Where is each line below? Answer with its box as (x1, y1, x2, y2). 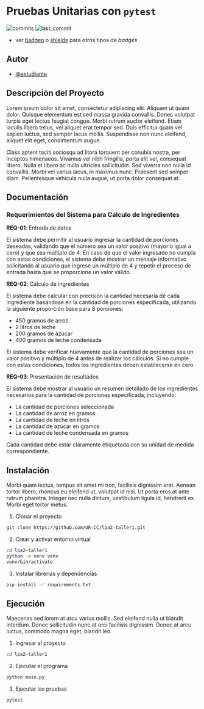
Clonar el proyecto (15, 513, 62, 520)
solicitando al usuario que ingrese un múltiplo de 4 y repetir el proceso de (6, 262, 192, 269)
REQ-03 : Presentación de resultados (6, 373, 99, 380)
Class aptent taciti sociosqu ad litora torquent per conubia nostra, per (6, 148, 181, 156)
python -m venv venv (6, 553, 59, 559)
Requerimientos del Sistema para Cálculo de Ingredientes (6, 210, 180, 219)
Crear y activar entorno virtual (15, 536, 91, 543)
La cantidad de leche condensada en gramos (15, 429, 129, 437)
